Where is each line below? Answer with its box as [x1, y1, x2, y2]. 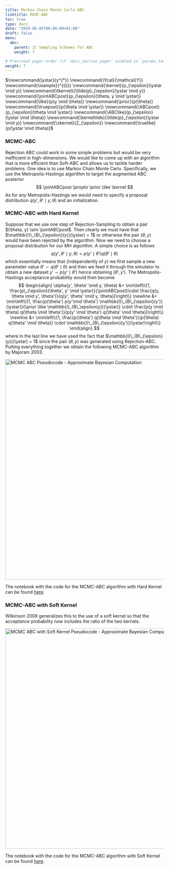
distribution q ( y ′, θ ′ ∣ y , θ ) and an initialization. [5, 197, 99, 203]
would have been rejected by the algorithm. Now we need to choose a [5, 237, 151, 243]
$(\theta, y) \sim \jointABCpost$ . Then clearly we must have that [5, 226, 139, 232]
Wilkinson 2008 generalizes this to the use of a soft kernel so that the [5, 613, 149, 619]
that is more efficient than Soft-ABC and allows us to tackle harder [5, 160, 142, 166]
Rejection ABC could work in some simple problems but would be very [5, 149, 151, 155]
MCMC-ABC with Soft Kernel [5, 601, 77, 609]
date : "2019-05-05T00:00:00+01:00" [5, 26, 80, 31]
